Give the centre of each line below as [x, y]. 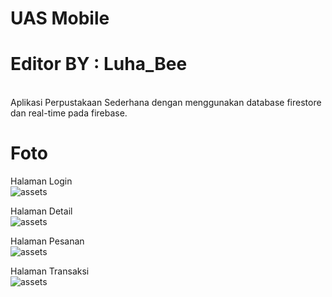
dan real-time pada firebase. [69, 113]
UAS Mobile [60, 18]
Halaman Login [41, 181]
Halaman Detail [41, 211]
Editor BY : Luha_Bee [99, 64]
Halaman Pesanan [47, 241]
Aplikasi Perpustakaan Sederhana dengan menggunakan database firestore [166, 103]
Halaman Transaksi [50, 271]
